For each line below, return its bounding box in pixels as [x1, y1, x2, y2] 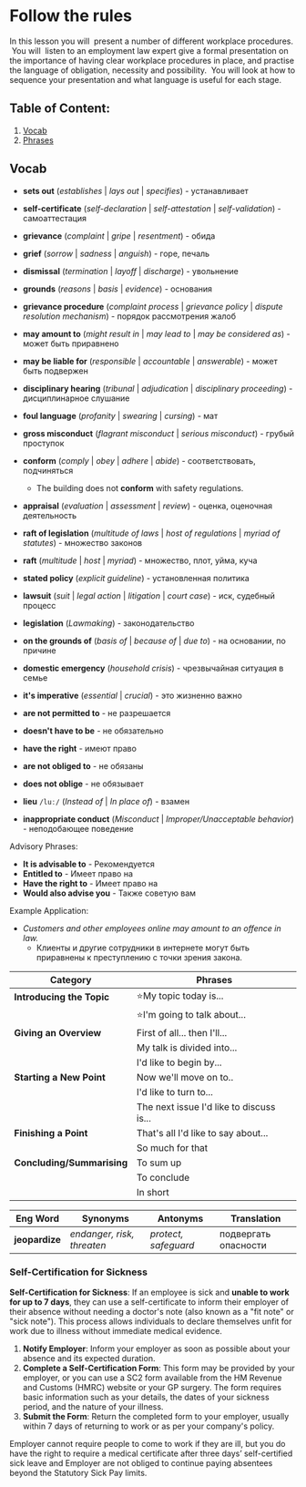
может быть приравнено [22, 338, 120, 349]
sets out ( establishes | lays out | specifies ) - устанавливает [22, 185, 249, 196]
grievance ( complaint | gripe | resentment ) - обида [22, 230, 216, 241]
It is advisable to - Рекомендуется [22, 858, 155, 869]
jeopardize [14, 1233, 62, 1246]
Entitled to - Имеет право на [22, 867, 134, 879]
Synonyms [81, 1212, 129, 1225]
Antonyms [157, 1212, 204, 1225]
